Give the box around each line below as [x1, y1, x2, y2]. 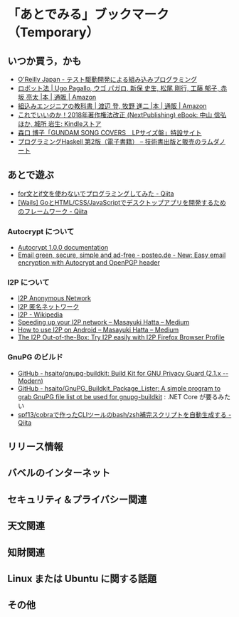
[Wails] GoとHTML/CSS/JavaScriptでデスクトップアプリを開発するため [17, 198, 226, 206]
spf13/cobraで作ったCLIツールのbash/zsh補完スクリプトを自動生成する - [17, 410, 232, 418]
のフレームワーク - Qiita [17, 207, 87, 216]
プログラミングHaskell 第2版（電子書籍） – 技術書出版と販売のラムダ [17, 137, 220, 146]
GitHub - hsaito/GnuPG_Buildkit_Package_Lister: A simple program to [17, 384, 221, 392]
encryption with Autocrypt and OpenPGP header [17, 258, 160, 267]
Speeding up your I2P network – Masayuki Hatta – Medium [17, 318, 190, 327]
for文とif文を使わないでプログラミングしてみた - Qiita [17, 189, 174, 198]
